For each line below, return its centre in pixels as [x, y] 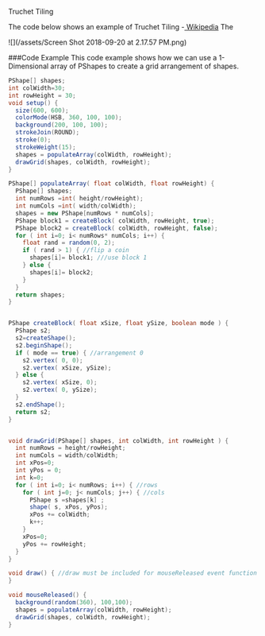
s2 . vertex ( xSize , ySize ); [67, 368]
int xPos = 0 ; [35, 463]
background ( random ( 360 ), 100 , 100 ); [74, 603]
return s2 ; [33, 412]
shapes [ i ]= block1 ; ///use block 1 [88, 258]
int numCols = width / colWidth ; [67, 456]
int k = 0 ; [30, 477]
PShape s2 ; [33, 331]
